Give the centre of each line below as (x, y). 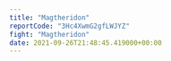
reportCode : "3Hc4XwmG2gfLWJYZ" (69, 26)
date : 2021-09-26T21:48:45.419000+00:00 (86, 43)
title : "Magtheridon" (50, 17)
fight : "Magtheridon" (50, 34)
